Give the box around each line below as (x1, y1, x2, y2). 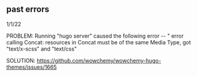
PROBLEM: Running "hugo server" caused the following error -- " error (6, 32, 184, 40)
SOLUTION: (6, 57, 36, 64)
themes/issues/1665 (6, 63, 57, 71)
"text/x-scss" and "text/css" (6, 45, 77, 52)
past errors (6, 4, 50, 15)
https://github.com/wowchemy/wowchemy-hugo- (36, 57, 161, 64)
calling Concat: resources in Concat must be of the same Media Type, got (6, 38, 192, 46)
